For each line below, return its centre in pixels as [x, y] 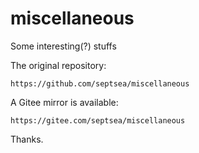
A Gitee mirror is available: [64, 102]
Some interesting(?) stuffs [63, 46]
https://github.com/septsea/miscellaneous [100, 83]
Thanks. [27, 139]
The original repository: [58, 65]
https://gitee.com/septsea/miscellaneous [98, 120]
